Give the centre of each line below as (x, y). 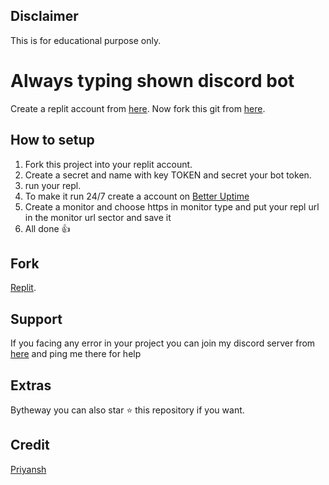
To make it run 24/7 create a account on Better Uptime (137, 196)
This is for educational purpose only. (86, 40)
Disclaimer (44, 16)
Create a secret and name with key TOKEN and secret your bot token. (168, 175)
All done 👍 (47, 228)
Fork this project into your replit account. (108, 164)
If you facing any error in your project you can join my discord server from (163, 343)
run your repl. (53, 185)
